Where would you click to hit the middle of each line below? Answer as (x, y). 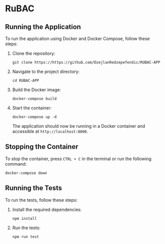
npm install (24, 218)
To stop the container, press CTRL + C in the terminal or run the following (78, 159)
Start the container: (32, 108)
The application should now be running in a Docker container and (79, 126)
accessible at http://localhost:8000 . (50, 131)
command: (16, 164)
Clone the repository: (34, 53)
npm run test (26, 237)
